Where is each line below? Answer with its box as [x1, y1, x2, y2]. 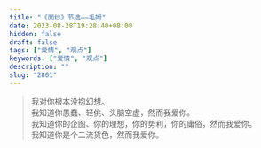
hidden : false [9, 29, 62, 38]
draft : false [9, 37, 58, 47]
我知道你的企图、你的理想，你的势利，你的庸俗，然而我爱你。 [30, 118, 257, 129]
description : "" [9, 63, 69, 72]
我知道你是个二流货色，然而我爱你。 [30, 129, 164, 140]
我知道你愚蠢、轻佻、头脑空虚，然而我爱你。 [30, 107, 195, 118]
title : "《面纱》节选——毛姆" [9, 12, 107, 22]
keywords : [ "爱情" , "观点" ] [9, 54, 108, 63]
